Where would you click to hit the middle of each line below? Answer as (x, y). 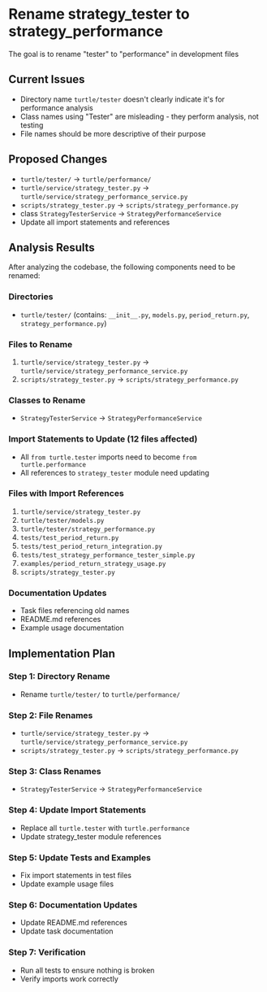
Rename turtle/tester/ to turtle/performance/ (100, 694)
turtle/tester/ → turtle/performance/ (86, 179)
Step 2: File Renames (51, 715)
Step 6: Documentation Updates (73, 905)
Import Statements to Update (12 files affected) (103, 439)
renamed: (24, 276)
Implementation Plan (62, 653)
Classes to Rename (47, 400)
